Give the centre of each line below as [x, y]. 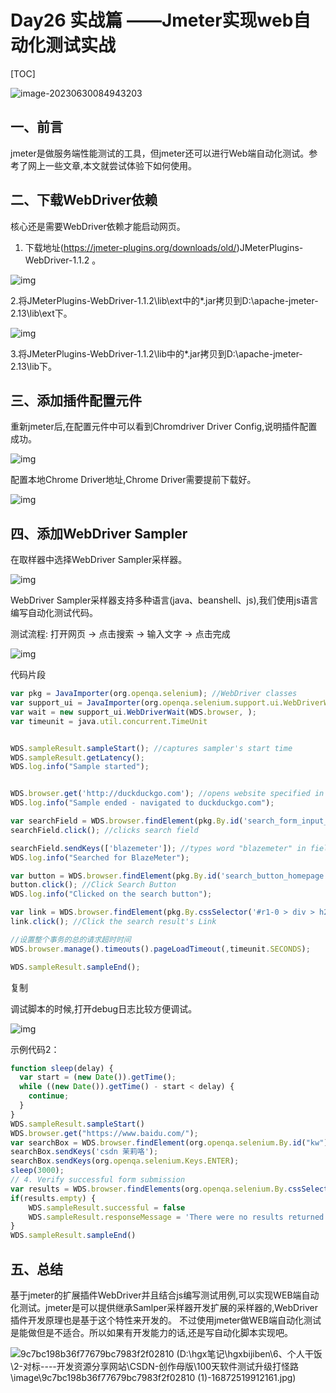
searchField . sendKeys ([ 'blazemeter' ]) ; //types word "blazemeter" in [158, 848]
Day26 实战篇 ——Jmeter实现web [152, 20]
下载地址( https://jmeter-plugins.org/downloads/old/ [130, 247]
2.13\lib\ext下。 [41, 313]
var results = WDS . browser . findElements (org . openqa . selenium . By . [149, 1189]
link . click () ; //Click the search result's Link [113, 922]
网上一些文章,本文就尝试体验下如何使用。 [112, 165]
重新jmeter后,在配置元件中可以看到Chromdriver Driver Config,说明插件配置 [164, 427]
